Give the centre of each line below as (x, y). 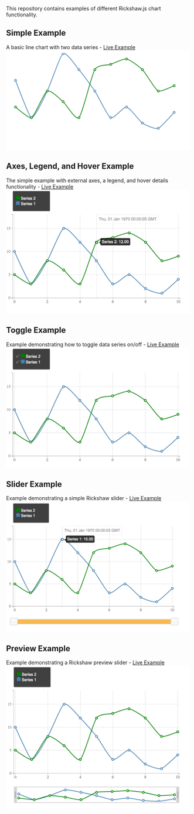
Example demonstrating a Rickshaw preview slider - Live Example (86, 663)
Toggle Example (36, 330)
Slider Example (34, 484)
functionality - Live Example (40, 186)
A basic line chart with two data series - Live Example (71, 47)
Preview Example (38, 649)
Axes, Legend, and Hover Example (70, 166)
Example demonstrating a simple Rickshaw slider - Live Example (84, 498)
